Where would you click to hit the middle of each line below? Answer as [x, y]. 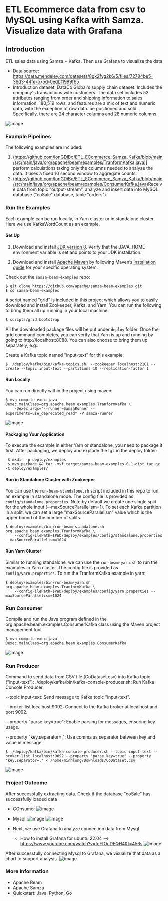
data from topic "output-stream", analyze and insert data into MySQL [88, 189]
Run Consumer [24, 608]
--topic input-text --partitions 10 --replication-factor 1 [85, 368]
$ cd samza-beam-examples [32, 290]
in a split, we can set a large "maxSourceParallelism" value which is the [79, 512]
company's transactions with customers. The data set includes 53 [80, 92]
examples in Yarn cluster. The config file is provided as [62, 567]
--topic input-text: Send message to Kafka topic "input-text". [68, 697]
